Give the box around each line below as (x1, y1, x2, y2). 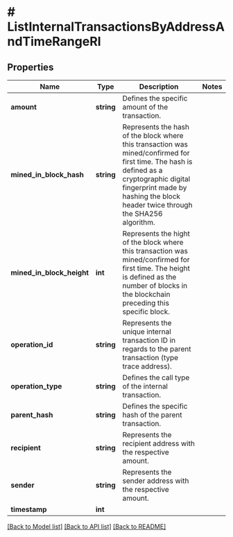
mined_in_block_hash (10, 170, 85, 179)
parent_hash (10, 410, 53, 420)
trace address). (122, 361, 172, 371)
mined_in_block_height (10, 268, 89, 278)
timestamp (10, 504, 47, 514)
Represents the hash (122, 122, 189, 132)
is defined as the (122, 272, 177, 282)
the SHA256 (122, 209, 163, 219)
